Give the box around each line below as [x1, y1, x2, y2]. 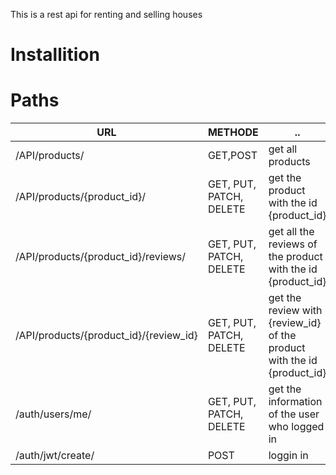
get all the [268, 225, 315, 239]
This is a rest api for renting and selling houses [10, 9, 203, 20]
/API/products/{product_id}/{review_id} [15, 329, 198, 343]
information [268, 395, 323, 409]
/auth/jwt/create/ [15, 449, 95, 463]
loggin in [268, 449, 309, 463]
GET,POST [207, 149, 258, 163]
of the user [268, 407, 320, 421]
